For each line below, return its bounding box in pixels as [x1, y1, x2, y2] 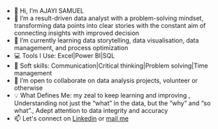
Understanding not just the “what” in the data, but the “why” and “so [13, 99, 211, 107]
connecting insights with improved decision [13, 29, 140, 37]
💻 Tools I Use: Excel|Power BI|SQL [13, 52, 115, 59]
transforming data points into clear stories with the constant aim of [13, 22, 206, 29]
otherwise [13, 84, 43, 92]
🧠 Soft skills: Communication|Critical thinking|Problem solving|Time [13, 61, 208, 70]
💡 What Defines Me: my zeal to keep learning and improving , [13, 91, 191, 99]
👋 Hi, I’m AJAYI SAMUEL [13, 7, 85, 15]
